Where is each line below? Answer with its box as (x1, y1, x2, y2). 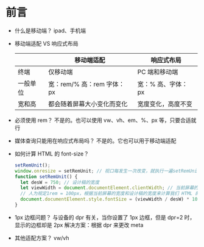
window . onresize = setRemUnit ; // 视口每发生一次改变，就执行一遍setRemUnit (14, 168, 200, 174)
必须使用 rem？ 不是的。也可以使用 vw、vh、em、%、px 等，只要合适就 (14, 116, 197, 124)
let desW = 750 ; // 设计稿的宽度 (20, 179, 100, 185)
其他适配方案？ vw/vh (14, 234, 69, 242)
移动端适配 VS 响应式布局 (14, 40, 79, 47)
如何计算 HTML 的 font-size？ (14, 150, 90, 157)
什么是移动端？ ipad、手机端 (14, 27, 86, 34)
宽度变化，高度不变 (137, 99, 192, 108)
